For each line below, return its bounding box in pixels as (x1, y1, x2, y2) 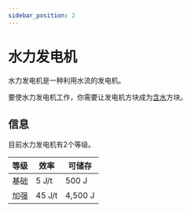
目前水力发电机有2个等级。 (8, 139, 96, 150)
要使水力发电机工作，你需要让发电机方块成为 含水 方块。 (8, 92, 187, 102)
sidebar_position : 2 (8, 11, 76, 20)
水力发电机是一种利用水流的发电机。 (8, 76, 126, 85)
